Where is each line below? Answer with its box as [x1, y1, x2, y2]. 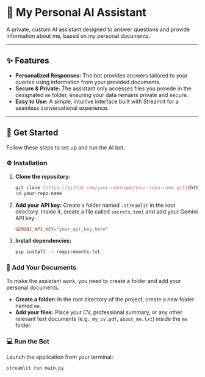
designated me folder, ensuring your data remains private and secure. [15, 91, 189, 98]
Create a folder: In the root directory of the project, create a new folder [15, 295, 195, 303]
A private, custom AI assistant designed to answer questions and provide [6, 26, 190, 33]
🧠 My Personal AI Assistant [6, 5, 146, 20]
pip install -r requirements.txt [15, 249, 101, 255]
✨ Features [6, 56, 49, 66]
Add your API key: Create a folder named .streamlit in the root [15, 201, 176, 209]
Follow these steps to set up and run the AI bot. [6, 143, 125, 151]
